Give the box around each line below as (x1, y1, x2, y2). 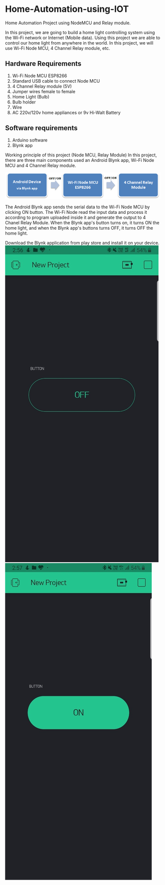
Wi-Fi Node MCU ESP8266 (12, 73, 67, 79)
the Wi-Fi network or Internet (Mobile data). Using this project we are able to (5, 35, 161, 41)
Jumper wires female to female (12, 88, 75, 95)
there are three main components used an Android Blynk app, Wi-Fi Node (5, 157, 154, 163)
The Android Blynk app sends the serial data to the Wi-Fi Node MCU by (5, 204, 150, 210)
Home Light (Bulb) (12, 94, 50, 99)
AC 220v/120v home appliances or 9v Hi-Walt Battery (12, 109, 121, 115)
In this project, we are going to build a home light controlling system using (5, 29, 155, 35)
